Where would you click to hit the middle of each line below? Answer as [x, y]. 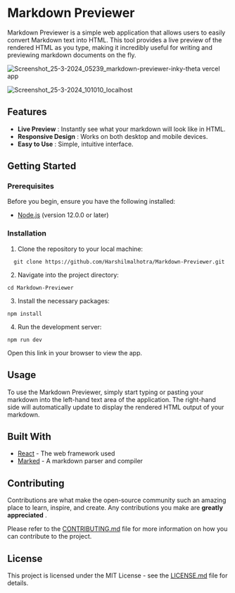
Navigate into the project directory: [68, 275]
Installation [27, 233]
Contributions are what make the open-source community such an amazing [117, 500]
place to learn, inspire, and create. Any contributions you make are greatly [115, 508]
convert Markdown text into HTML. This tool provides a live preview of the [115, 39]
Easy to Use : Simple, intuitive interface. [75, 144]
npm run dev [25, 340]
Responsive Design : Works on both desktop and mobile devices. [113, 136]
